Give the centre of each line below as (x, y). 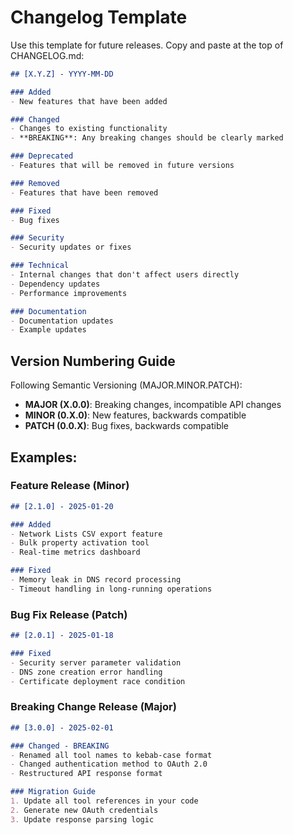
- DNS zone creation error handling (86, 672)
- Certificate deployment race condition (98, 681)
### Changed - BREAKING (60, 746)
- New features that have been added (89, 101)
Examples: (44, 457)
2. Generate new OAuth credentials (84, 810)
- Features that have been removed (84, 192)
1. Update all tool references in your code (104, 801)
